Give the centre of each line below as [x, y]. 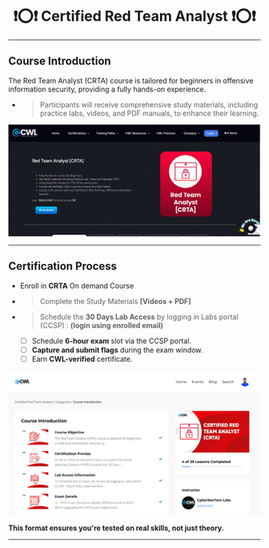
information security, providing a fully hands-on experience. [107, 89]
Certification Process [63, 266]
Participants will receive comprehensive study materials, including [149, 104]
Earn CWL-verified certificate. [82, 359]
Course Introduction [60, 61]
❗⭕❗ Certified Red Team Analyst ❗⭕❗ [134, 16]
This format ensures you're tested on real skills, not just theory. [116, 528]
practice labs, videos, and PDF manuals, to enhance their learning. [149, 113]
